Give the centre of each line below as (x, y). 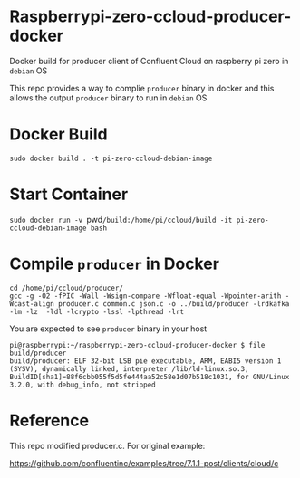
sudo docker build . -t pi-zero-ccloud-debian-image (111, 158)
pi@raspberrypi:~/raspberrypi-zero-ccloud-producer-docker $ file (137, 345)
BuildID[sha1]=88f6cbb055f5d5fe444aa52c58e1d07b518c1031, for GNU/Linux (150, 377)
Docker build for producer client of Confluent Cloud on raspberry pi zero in (149, 61)
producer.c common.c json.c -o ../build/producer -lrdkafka (174, 304)
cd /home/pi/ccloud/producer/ (67, 288)
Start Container (69, 194)
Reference (49, 421)
